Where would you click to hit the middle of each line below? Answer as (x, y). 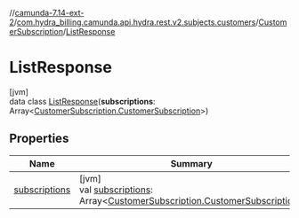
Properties (39, 139)
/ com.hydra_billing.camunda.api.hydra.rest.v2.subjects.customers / (137, 22)
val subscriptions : (116, 190)
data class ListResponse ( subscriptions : (82, 101)
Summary (192, 163)
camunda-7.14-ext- (49, 13)
